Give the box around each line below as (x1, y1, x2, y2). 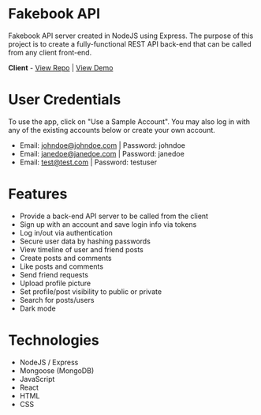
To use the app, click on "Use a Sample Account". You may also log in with (8, 116, 251, 126)
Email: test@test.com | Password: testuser (19, 157, 158, 167)
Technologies (8, 331, 100, 349)
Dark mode (19, 304, 57, 313)
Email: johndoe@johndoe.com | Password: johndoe (19, 140, 185, 150)
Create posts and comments (19, 253, 112, 262)
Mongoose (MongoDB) (19, 365, 95, 375)
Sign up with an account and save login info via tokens (19, 219, 197, 229)
